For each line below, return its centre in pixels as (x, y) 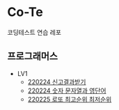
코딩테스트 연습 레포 (34, 32)
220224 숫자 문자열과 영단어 (67, 91)
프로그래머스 (32, 56)
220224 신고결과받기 (57, 81)
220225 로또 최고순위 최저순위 (70, 99)
